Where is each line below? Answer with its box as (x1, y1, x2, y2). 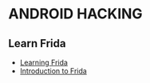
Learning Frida (19, 57, 68, 67)
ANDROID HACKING (8, 5, 143, 23)
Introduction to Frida (19, 66, 88, 76)
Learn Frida (8, 37, 66, 50)
